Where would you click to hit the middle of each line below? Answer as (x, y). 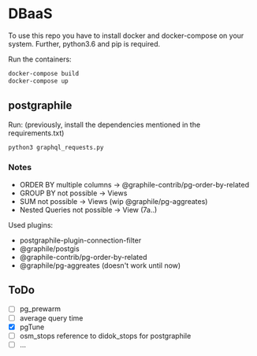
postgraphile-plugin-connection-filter (80, 240)
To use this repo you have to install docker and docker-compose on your (126, 35)
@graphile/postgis (50, 248)
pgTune (32, 327)
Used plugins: (31, 224)
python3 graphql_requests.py (56, 147)
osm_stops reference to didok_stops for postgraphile (105, 336)
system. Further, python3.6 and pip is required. (84, 43)
